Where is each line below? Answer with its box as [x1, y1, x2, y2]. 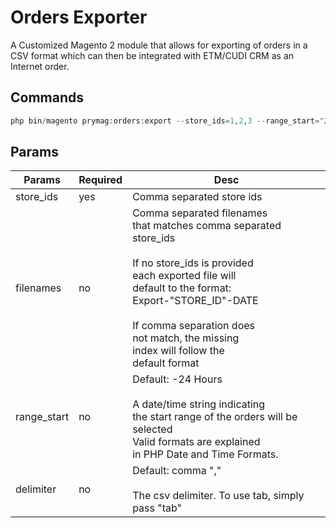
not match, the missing [132, 331, 240, 345]
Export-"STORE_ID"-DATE [132, 294, 259, 308]
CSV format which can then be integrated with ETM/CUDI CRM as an [10, 49, 295, 61]
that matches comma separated [132, 219, 282, 233]
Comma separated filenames [132, 206, 268, 220]
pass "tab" [132, 501, 183, 515]
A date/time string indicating [132, 397, 266, 411]
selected [132, 422, 173, 436]
